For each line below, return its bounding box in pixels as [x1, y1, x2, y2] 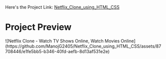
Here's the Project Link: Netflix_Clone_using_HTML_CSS [5, 4, 120, 10]
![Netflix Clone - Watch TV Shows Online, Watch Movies [5, 38, 120, 44]
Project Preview [5, 22, 72, 33]
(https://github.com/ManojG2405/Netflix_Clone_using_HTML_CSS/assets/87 [5, 43, 162, 49]
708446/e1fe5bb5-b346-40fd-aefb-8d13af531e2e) [5, 48, 110, 54]
